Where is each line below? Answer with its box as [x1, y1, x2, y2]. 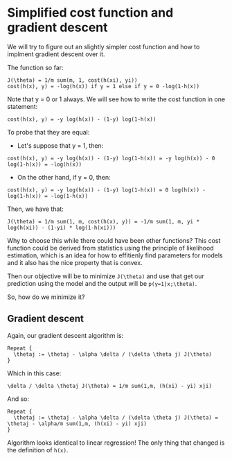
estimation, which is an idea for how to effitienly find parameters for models [7, 251, 223, 259]
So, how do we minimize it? [7, 293, 85, 301]
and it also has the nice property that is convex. [7, 258, 143, 266]
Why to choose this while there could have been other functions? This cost [7, 236, 221, 244]
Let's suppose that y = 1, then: [17, 141, 104, 150]
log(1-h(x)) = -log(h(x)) [7, 161, 82, 168]
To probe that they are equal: [7, 128, 90, 136]
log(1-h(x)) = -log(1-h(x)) [7, 192, 89, 199]
